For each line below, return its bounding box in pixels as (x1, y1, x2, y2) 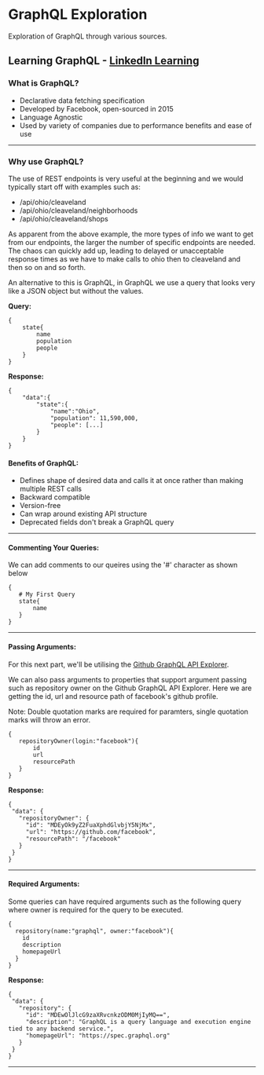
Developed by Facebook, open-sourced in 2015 (19, 104, 174, 113)
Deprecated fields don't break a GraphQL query (19, 517, 174, 527)
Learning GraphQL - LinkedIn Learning (8, 54, 200, 68)
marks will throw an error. (8, 715, 91, 724)
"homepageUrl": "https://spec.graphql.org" (25, 1031, 170, 1040)
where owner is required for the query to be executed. (8, 905, 184, 914)
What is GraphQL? (8, 78, 79, 89)
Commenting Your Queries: (8, 543, 100, 552)
